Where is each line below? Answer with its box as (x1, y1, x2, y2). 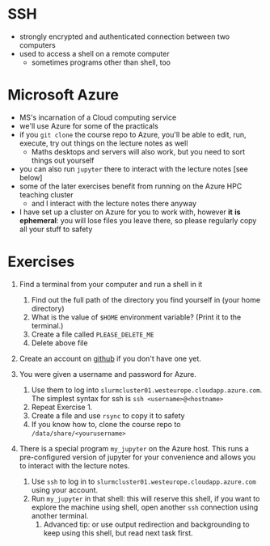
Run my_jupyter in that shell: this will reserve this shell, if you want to (31, 493, 260, 503)
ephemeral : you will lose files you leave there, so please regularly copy (19, 215, 257, 225)
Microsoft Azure (7, 86, 119, 104)
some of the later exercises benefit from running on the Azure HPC (19, 181, 243, 191)
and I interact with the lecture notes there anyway (31, 198, 197, 208)
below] (19, 172, 43, 182)
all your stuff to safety (19, 224, 93, 234)
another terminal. (31, 510, 89, 520)
